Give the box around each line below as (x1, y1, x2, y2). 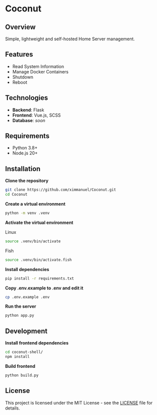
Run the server (5, 303, 36, 309)
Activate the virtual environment (5, 219, 73, 225)
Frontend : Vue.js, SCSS (12, 112, 61, 118)
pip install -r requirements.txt (5, 276, 74, 281)
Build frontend (5, 363, 36, 369)
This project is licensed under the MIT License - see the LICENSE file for (5, 400, 153, 406)
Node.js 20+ (12, 150, 38, 156)
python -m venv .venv (5, 210, 50, 215)
